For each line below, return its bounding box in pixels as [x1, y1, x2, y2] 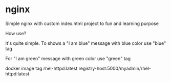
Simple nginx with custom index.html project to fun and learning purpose [5, 20, 159, 26]
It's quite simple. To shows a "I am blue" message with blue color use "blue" [5, 40, 166, 46]
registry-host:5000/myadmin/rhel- [78, 65, 152, 71]
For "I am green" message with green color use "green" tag [5, 55, 131, 62]
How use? [5, 30, 27, 36]
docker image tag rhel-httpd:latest [5, 65, 78, 71]
